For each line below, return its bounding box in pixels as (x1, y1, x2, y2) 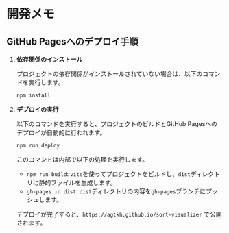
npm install (16, 92, 51, 99)
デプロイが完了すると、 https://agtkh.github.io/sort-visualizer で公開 (16, 210, 222, 218)
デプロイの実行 (16, 105, 59, 113)
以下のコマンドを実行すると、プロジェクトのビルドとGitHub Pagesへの (16, 119, 217, 127)
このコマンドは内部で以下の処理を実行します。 (16, 155, 149, 163)
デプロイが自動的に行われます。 (16, 128, 106, 136)
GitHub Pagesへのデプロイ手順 (6, 36, 138, 47)
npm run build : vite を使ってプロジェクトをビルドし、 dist (26, 169, 191, 178)
